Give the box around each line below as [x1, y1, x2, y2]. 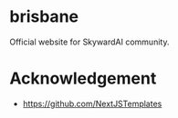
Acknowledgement [9, 68, 157, 89]
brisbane [9, 6, 79, 27]
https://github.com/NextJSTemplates [22, 98, 162, 109]
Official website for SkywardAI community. [9, 36, 170, 47]
